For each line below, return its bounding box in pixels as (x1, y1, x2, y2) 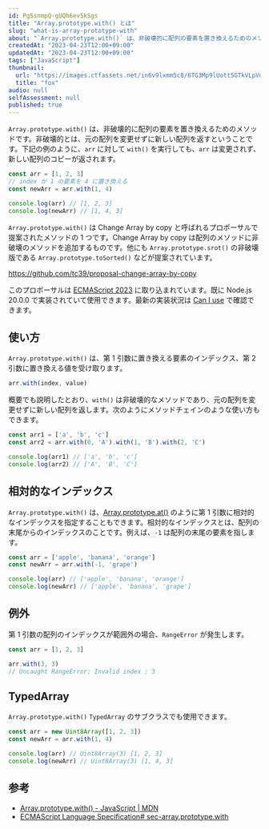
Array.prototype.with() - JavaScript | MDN (19, 803, 159, 813)
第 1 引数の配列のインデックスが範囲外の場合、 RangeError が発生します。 (8, 630, 249, 639)
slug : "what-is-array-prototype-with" (8, 26, 138, 34)
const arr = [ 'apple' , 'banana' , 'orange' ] (8, 553, 156, 561)
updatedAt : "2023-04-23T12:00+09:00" (8, 49, 134, 57)
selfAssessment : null (8, 94, 81, 102)
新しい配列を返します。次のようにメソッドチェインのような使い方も (35, 405, 260, 415)
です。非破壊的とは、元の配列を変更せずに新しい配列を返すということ (14, 134, 247, 144)
